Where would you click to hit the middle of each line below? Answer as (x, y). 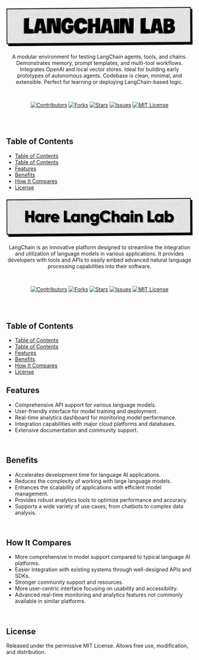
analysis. (25, 513)
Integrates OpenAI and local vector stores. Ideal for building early (99, 69)
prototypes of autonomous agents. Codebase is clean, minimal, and (99, 76)
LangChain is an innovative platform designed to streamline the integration (99, 247)
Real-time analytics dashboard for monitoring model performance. (95, 417)
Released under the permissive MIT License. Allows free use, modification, (97, 646)
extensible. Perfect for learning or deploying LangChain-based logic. (99, 81)
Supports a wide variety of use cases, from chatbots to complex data (99, 506)
